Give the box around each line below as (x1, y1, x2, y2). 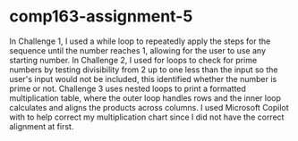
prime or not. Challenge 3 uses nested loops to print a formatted (9, 83, 246, 94)
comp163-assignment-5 (9, 6, 193, 27)
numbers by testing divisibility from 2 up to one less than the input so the (9, 64, 278, 75)
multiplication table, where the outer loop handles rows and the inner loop (9, 92, 282, 104)
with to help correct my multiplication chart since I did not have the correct (9, 112, 285, 122)
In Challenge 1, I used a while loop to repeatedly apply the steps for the (9, 36, 271, 46)
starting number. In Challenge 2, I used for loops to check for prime (9, 54, 258, 65)
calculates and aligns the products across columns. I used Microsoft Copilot (9, 102, 289, 112)
